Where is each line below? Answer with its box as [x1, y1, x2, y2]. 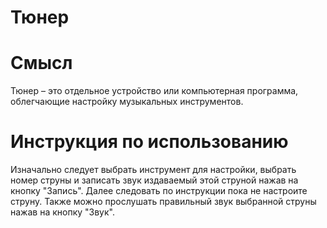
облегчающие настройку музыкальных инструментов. [10, 96, 244, 108]
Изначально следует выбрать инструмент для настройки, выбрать [10, 164, 297, 176]
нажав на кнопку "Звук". [10, 206, 115, 218]
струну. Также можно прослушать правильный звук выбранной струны [10, 196, 317, 208]
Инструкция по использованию [10, 131, 289, 153]
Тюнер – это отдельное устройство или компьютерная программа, [10, 85, 299, 97]
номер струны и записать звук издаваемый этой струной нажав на [10, 174, 299, 186]
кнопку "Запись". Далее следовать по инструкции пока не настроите [10, 185, 308, 197]
